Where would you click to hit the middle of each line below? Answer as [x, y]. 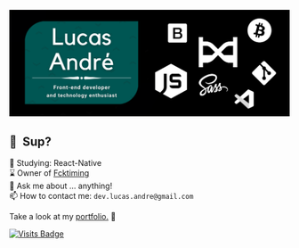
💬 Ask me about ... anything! [61, 186]
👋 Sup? [30, 141]
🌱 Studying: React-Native [56, 163]
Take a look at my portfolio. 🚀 [63, 217]
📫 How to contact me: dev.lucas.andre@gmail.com [101, 196]
